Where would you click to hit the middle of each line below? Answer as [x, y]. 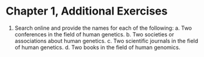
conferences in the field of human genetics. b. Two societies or [94, 34]
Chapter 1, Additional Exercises [87, 11]
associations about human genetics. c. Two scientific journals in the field [106, 41]
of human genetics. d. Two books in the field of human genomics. [97, 47]
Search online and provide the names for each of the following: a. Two [103, 28]
